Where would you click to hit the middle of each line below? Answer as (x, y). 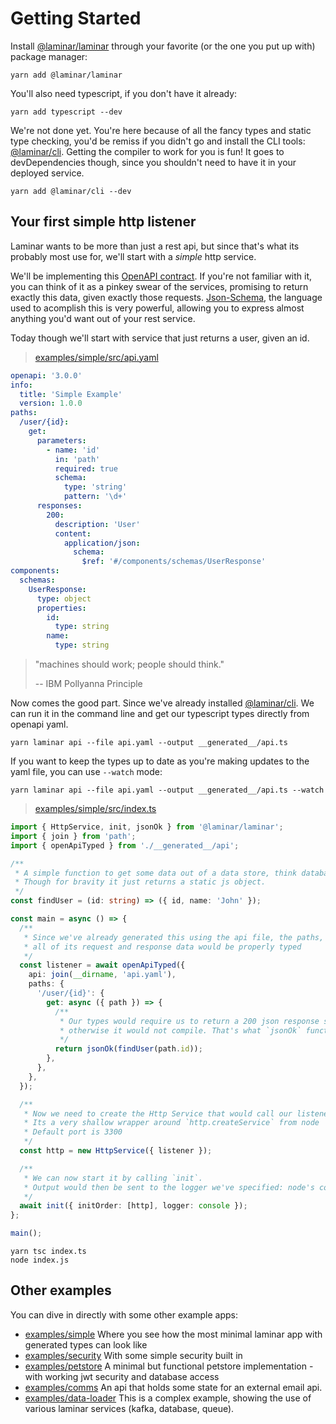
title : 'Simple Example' (71, 394)
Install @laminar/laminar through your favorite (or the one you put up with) (163, 46)
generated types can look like (86, 1344)
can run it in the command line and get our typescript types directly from (160, 713)
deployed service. (47, 173)
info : (21, 385)
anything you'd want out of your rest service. (103, 318)
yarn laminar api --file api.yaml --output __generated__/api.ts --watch (167, 790)
